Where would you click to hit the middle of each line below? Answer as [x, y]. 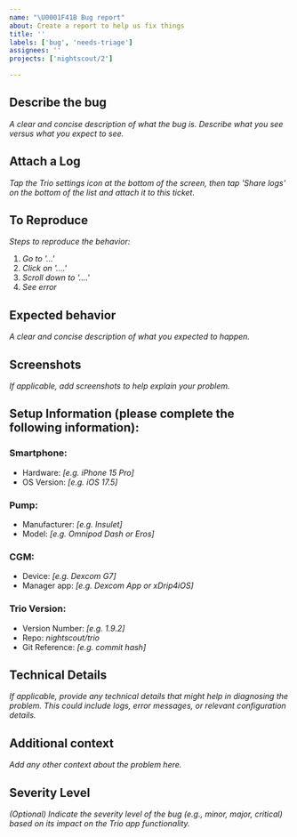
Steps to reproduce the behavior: [70, 242]
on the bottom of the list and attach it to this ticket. [102, 192]
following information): [74, 428]
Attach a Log [45, 161]
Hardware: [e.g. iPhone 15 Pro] [78, 472]
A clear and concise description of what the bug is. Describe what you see [146, 124]
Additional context [61, 743]
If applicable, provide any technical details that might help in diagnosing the [149, 696]
